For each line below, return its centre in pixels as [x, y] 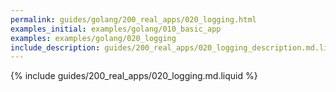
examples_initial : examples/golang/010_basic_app [116, 29]
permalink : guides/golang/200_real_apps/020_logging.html [133, 19]
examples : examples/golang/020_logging [93, 38]
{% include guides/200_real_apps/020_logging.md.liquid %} [134, 76]
